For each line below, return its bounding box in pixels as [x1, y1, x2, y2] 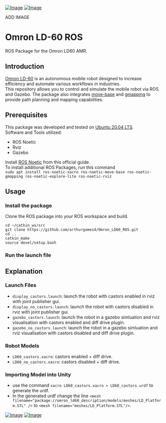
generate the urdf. [12, 388, 50, 394]
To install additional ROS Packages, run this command [5, 164, 115, 170]
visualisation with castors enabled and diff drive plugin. [12, 319, 125, 325]
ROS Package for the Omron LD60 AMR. [5, 48, 88, 54]
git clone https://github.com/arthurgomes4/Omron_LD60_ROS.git [5, 227, 139, 232]
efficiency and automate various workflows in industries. [5, 81, 121, 87]
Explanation [5, 267, 43, 275]
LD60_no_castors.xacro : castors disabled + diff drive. [12, 359, 120, 365]
